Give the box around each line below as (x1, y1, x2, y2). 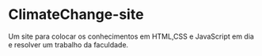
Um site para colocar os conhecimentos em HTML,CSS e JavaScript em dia (8, 32, 255, 41)
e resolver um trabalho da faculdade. (8, 39, 129, 49)
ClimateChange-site (8, 6, 144, 24)
